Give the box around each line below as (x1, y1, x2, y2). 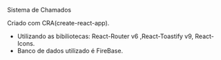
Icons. (17, 40, 35, 47)
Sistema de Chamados (7, 6, 71, 14)
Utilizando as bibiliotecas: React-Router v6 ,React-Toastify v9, (17, 32, 194, 40)
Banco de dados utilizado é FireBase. (17, 47, 123, 55)
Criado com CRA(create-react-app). (7, 19, 110, 27)
